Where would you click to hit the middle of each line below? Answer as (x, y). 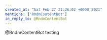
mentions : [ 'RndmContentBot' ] (36, 14)
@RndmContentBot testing (32, 33)
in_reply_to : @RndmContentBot (36, 19)
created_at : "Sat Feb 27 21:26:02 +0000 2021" (54, 10)
